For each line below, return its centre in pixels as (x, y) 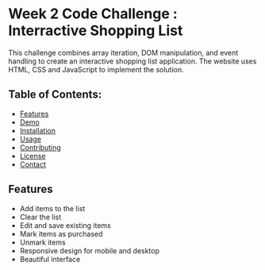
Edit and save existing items (65, 225)
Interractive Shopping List (96, 31)
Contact (33, 164)
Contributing (40, 147)
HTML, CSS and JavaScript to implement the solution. (96, 69)
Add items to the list (52, 208)
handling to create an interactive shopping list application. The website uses (132, 61)
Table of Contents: (55, 95)
